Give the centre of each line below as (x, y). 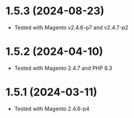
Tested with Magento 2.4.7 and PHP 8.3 (63, 68)
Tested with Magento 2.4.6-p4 (52, 108)
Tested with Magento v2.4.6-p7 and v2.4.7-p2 (71, 27)
